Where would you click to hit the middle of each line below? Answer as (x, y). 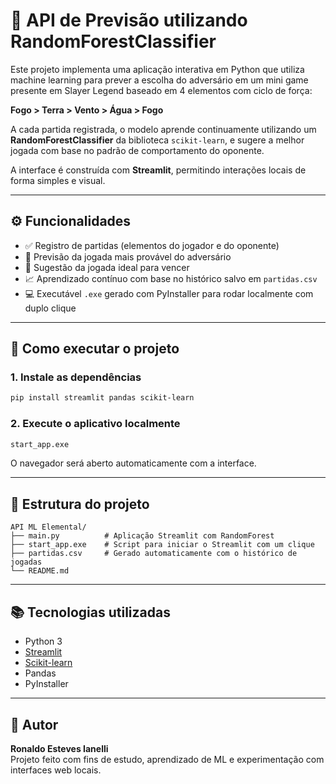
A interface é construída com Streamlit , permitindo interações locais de (158, 170)
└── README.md (40, 571)
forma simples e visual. (58, 180)
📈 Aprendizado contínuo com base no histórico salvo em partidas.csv (171, 278)
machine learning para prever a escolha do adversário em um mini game (159, 80)
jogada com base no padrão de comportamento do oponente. (137, 150)
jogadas (26, 562)
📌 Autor (34, 724)
